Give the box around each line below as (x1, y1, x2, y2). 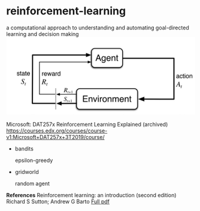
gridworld (14, 168, 39, 175)
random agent (14, 180, 50, 187)
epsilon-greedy (14, 156, 53, 164)
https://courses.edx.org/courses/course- (6, 127, 108, 134)
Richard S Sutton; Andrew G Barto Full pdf (6, 198, 110, 205)
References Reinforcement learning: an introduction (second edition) (6, 191, 177, 198)
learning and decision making (6, 30, 79, 37)
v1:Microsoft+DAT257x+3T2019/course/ (6, 133, 105, 140)
